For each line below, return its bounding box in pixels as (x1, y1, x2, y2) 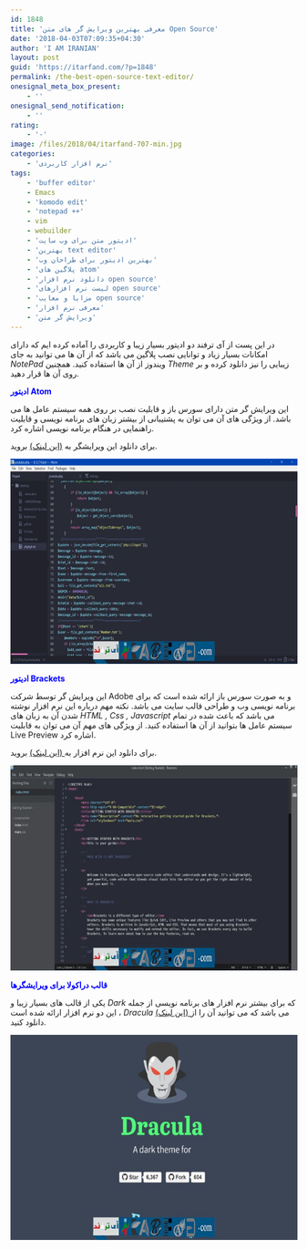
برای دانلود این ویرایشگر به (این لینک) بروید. (10, 440, 158, 451)
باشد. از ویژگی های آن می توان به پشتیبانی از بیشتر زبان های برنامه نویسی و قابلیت (10, 413, 292, 424)
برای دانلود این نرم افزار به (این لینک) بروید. (10, 747, 158, 758)
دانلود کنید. (10, 1017, 46, 1028)
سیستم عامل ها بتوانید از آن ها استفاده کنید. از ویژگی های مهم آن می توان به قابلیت (10, 719, 292, 730)
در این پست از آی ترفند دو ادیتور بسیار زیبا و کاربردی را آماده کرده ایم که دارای (10, 338, 276, 350)
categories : (10, 150, 56, 159)
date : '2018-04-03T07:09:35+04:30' (10, 34, 146, 43)
